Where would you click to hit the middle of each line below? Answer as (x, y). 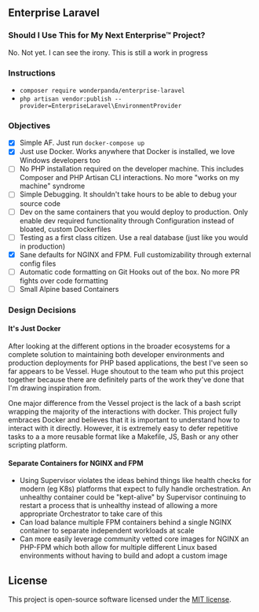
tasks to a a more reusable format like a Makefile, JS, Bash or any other (123, 437)
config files (38, 264)
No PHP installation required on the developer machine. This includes (132, 169)
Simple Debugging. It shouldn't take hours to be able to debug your (128, 194)
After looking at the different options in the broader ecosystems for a (119, 346)
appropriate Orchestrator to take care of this (91, 514)
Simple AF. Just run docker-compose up (82, 143)
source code (40, 203)
